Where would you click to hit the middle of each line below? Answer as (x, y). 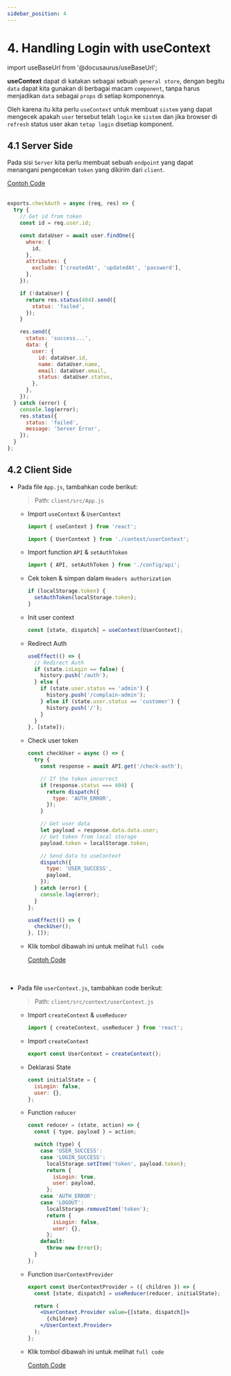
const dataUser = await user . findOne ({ (77, 235)
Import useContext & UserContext (74, 514)
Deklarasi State (49, 1067)
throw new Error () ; (74, 1248)
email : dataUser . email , (72, 371)
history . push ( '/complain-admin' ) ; (96, 695)
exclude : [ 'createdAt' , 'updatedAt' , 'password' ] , (107, 268)
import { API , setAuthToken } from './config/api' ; (104, 565)
